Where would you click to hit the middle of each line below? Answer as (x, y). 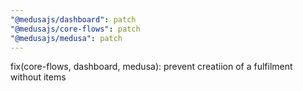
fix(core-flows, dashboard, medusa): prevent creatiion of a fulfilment (151, 67)
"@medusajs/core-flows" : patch (75, 29)
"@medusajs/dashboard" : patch (73, 19)
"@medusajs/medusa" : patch (66, 38)
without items (38, 77)
